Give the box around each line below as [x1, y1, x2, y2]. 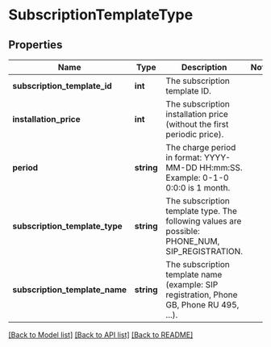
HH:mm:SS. [198, 162, 244, 173]
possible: [165, 226, 200, 236]
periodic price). [165, 129, 224, 140]
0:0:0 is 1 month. [165, 182, 231, 193]
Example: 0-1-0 [165, 172, 229, 183]
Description [181, 62, 227, 73]
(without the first [165, 119, 229, 130]
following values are [165, 215, 242, 227]
